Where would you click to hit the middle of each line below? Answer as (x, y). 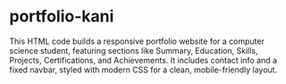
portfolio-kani (62, 17)
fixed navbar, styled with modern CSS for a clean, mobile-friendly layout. (143, 70)
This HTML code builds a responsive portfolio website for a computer (137, 41)
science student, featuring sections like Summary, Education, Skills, (134, 50)
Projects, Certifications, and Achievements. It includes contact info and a (143, 60)
